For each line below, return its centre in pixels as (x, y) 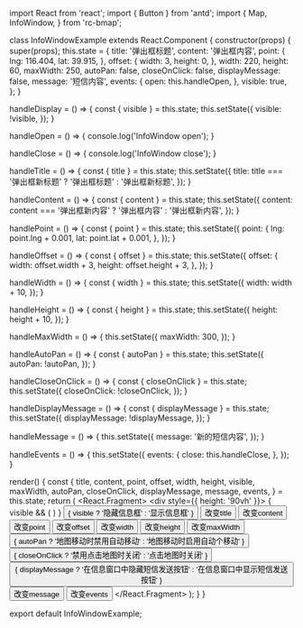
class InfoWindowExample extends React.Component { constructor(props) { (150, 40)
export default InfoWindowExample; (76, 614)
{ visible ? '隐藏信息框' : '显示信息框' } (131, 513)
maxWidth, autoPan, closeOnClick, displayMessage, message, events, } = (147, 491)
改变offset (73, 527)
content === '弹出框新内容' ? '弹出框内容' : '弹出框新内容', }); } (124, 210)
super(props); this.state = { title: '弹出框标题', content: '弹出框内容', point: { (147, 51)
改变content (263, 513)
